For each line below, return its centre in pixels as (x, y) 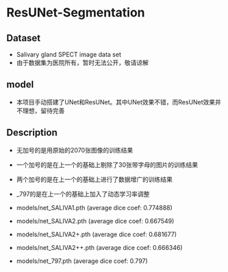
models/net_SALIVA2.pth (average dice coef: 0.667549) (95, 220)
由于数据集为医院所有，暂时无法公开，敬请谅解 (82, 63)
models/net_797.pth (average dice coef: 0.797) (82, 261)
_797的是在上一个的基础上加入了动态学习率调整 (83, 194)
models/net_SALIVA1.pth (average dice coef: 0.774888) (94, 207)
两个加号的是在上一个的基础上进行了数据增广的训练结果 (94, 179)
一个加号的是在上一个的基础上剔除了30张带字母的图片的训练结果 (107, 165)
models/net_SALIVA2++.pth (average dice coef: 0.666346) (99, 247)
